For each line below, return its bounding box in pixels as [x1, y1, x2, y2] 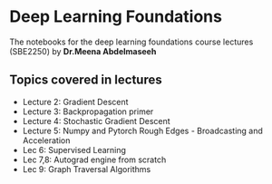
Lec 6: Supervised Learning [22, 144, 127, 155]
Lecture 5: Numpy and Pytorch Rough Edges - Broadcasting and [22, 125, 263, 136]
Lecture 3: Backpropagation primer [22, 106, 154, 117]
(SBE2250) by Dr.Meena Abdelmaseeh [9, 45, 157, 56]
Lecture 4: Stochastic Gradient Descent [22, 115, 170, 126]
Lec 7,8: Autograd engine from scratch [22, 154, 167, 165]
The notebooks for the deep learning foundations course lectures [9, 36, 254, 47]
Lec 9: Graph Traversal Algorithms [22, 163, 151, 174]
